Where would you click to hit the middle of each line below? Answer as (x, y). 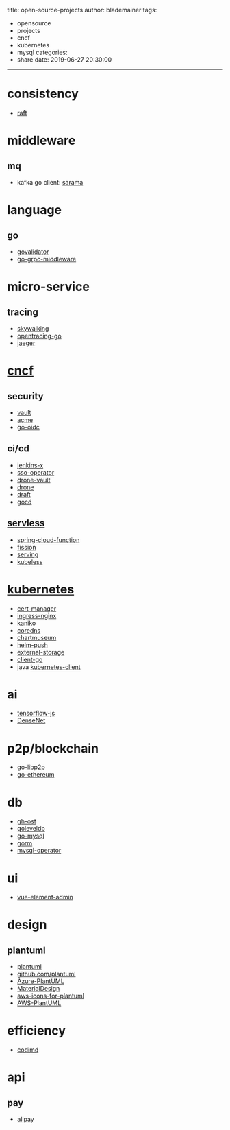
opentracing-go (39, 336)
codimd (28, 1050)
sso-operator (36, 472)
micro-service (49, 287)
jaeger (26, 343)
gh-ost (26, 821)
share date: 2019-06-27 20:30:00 (64, 60)
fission (26, 547)
